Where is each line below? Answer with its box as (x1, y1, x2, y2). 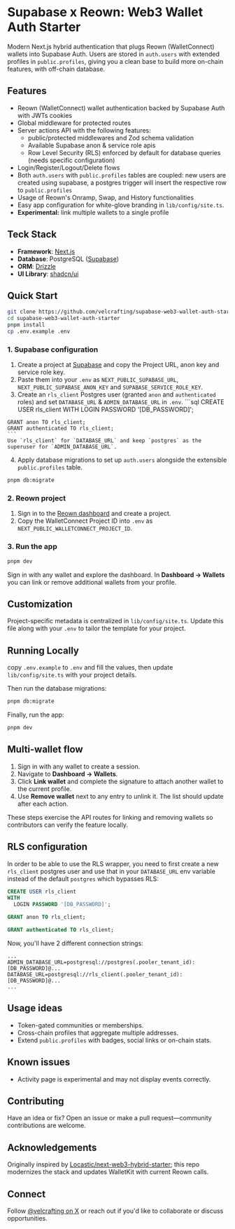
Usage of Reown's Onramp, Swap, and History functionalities (17, 193, 194, 201)
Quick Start (7, 289, 58, 302)
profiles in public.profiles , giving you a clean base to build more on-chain (7, 57, 224, 65)
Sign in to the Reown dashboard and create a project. (17, 510, 171, 518)
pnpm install (7, 321, 45, 328)
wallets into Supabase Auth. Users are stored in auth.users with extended (7, 50, 220, 58)
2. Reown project (7, 493, 66, 503)
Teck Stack (7, 229, 57, 241)
